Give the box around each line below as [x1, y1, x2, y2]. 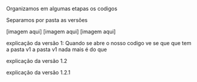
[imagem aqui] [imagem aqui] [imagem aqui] [6, 28, 116, 35]
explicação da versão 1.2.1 [6, 69, 71, 76]
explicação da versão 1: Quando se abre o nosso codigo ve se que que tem [6, 40, 192, 46]
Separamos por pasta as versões [6, 17, 88, 23]
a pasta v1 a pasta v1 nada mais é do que [6, 46, 107, 53]
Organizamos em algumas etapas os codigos [6, 5, 118, 12]
